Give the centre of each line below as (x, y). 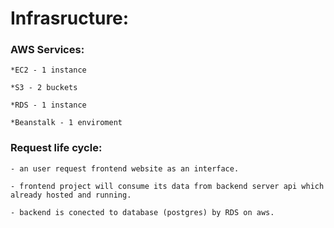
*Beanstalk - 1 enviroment (66, 123)
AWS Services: (47, 50)
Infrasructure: (70, 18)
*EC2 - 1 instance (48, 70)
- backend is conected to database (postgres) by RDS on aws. (142, 212)
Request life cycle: (56, 148)
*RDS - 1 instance (48, 105)
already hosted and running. (71, 195)
